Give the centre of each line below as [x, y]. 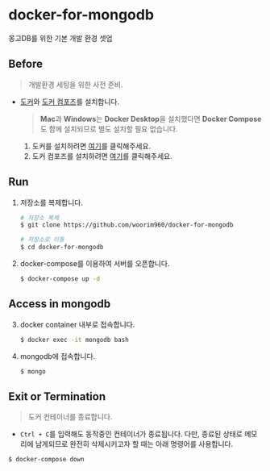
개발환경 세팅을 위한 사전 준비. [75, 84]
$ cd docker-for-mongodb [62, 248]
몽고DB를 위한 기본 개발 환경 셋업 [60, 38]
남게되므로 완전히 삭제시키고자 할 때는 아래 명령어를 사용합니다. [134, 444]
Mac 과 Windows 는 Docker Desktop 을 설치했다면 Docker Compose [151, 119]
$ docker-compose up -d [60, 279]
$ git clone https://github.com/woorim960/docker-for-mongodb [127, 225]
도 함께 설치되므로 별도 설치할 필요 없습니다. [109, 129]
